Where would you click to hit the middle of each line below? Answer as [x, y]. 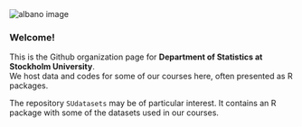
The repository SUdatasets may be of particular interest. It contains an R [143, 104]
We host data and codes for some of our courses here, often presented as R [151, 77]
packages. [29, 86]
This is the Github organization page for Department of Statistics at [136, 57]
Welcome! [33, 37]
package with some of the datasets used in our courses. [114, 113]
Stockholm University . [52, 67]
